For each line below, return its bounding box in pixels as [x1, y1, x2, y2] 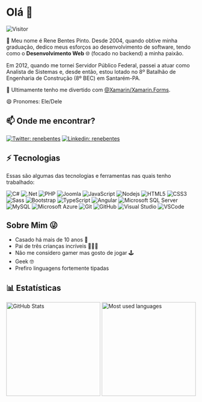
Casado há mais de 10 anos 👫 [14, 236, 88, 243]
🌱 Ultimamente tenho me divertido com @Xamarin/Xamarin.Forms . [6, 86, 171, 93]
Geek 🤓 [14, 258, 34, 265]
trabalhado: [6, 178, 35, 186]
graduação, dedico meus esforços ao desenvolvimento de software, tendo [6, 43, 191, 50]
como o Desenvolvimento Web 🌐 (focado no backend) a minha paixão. [6, 49, 184, 56]
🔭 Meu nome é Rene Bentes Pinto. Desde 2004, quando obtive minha [6, 37, 178, 44]
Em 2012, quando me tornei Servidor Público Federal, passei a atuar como [6, 61, 191, 69]
